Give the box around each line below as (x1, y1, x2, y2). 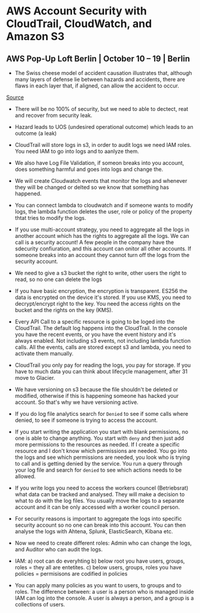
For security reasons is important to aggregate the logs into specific (14, 515, 182, 522)
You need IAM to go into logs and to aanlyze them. (14, 148, 139, 155)
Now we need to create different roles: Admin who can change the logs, (14, 539, 192, 546)
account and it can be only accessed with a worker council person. (14, 503, 180, 511)
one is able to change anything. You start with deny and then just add (14, 434, 184, 442)
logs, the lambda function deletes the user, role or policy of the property (14, 208, 192, 215)
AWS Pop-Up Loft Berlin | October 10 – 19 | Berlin (6, 53, 190, 64)
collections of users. (14, 601, 66, 608)
